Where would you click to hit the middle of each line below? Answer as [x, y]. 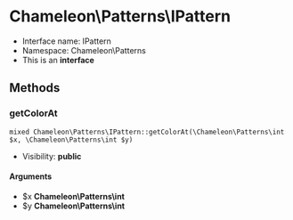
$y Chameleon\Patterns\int [73, 206]
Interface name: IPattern [66, 41]
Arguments [31, 176]
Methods [35, 88]
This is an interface [58, 60]
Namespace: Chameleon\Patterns [84, 50]
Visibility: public [52, 156]
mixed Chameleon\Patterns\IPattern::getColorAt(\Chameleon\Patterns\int [147, 132]
